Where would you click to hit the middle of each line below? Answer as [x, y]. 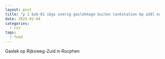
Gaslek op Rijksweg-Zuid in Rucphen [42, 51]
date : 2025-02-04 [23, 19]
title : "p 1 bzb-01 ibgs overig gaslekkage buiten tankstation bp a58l [80, 14]
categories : [17, 23]
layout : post [18, 10]
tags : [11, 32]
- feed [16, 37]
